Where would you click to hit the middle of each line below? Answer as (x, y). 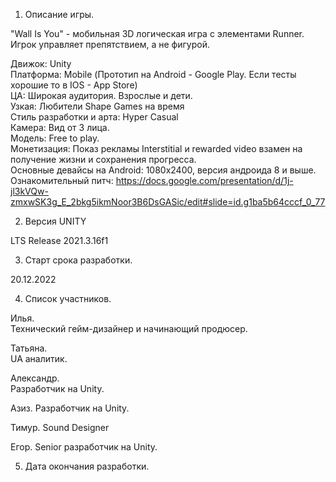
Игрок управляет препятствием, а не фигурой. (110, 44)
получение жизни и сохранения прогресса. (103, 159)
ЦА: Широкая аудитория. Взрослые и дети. (101, 95)
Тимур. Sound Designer (60, 427)
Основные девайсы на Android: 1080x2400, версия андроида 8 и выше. (163, 170)
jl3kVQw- (29, 191)
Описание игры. (59, 14)
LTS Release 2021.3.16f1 (59, 240)
